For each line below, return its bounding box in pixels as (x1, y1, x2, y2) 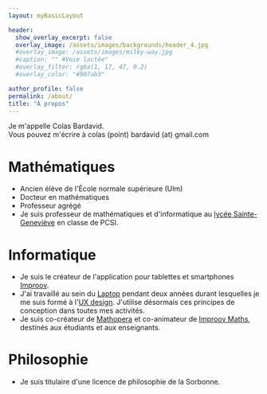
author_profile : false (8, 84, 84, 92)
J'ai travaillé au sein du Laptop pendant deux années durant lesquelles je (19, 289, 260, 298)
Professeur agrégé (19, 201, 81, 211)
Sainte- (234, 209, 257, 219)
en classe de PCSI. (57, 218, 119, 228)
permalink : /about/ (8, 92, 73, 100)
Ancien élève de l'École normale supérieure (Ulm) (19, 184, 183, 193)
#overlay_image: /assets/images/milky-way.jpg (15, 49, 173, 57)
